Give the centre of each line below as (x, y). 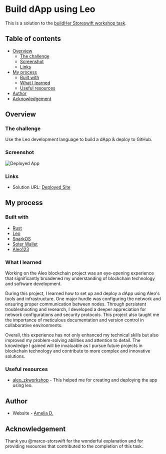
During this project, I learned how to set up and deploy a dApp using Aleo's (82, 293)
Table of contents (33, 39)
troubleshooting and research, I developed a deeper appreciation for (76, 309)
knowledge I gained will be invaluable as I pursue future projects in (74, 345)
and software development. (33, 284)
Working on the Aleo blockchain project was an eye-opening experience (79, 273)
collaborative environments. (34, 325)
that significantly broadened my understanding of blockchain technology (80, 278)
